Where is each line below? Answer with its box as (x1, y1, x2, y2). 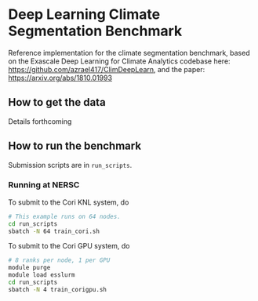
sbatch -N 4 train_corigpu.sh (8, 285, 107, 293)
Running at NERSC (8, 180, 80, 190)
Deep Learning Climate (8, 5, 161, 24)
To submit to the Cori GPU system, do (8, 241, 130, 251)
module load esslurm (8, 271, 76, 279)
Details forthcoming (8, 116, 72, 126)
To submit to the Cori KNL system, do (8, 198, 129, 207)
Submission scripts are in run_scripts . (8, 160, 133, 169)
